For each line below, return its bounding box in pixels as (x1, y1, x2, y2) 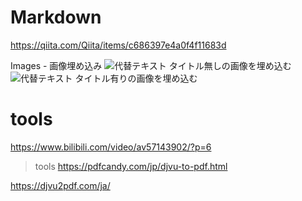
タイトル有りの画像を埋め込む (74, 72, 198, 84)
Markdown (10, 6, 102, 29)
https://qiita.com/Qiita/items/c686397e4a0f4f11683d (10, 39, 227, 51)
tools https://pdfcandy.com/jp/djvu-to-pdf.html (34, 160, 228, 172)
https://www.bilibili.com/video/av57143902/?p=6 (10, 141, 212, 153)
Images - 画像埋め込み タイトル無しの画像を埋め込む (10, 59, 292, 71)
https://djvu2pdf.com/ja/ (10, 179, 111, 191)
